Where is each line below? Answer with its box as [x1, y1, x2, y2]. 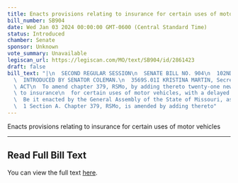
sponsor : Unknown [7, 43, 59, 50]
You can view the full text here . [7, 168, 98, 177]
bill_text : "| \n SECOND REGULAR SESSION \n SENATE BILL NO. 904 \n [7, 70, 211, 77]
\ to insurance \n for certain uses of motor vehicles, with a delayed [13, 89, 230, 96]
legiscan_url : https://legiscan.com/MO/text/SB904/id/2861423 [7, 57, 195, 64]
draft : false [7, 63, 46, 70]
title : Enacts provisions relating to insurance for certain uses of [7, 10, 217, 18]
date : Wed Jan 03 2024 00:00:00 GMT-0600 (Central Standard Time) [7, 23, 208, 30]
